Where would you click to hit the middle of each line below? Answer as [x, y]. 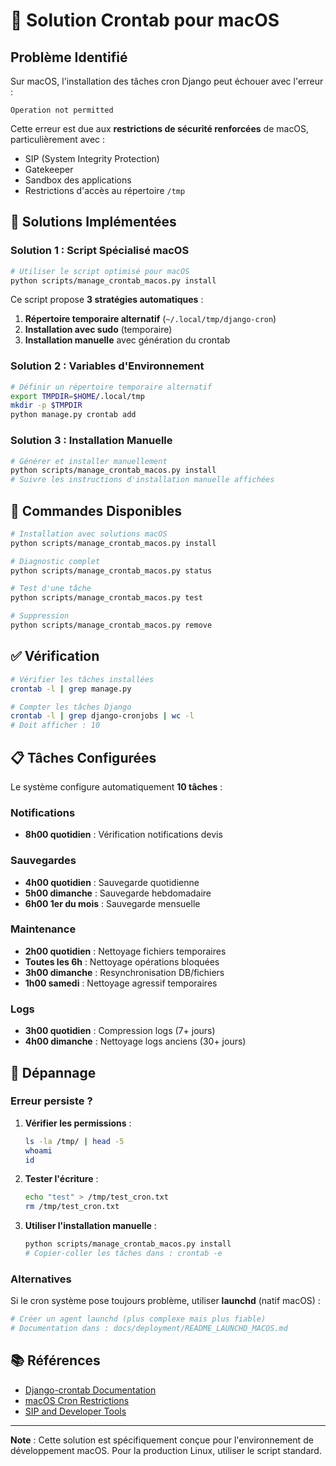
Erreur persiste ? [51, 1101]
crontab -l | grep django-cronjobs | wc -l [102, 716]
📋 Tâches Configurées [83, 757]
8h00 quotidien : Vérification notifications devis [123, 835]
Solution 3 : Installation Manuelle [91, 441]
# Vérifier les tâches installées [82, 679]
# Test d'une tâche [51, 589]
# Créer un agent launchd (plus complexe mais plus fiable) [138, 1319]
